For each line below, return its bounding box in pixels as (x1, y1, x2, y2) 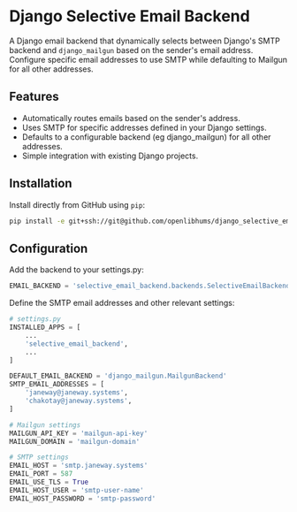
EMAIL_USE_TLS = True (9, 478, 89, 486)
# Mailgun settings (9, 420, 81, 430)
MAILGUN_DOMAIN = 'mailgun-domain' (9, 437, 141, 446)
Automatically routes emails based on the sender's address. (21, 112, 240, 123)
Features (9, 89, 59, 104)
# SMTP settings (9, 453, 69, 462)
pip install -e (9, 217, 65, 225)
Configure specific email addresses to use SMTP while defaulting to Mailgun (9, 54, 288, 65)
